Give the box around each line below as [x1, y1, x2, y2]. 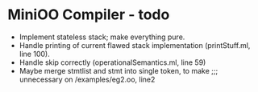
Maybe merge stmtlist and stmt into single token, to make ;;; [19, 66, 218, 75]
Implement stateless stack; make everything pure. [19, 32, 185, 42]
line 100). [19, 49, 50, 58]
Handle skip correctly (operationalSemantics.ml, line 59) [19, 58, 206, 67]
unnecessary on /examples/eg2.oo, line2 [19, 74, 156, 84]
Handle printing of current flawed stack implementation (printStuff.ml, [19, 40, 251, 50]
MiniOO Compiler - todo [7, 6, 170, 24]
